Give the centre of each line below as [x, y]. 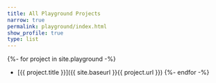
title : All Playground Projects [54, 13]
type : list [23, 39]
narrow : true [26, 20]
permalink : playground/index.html [57, 26]
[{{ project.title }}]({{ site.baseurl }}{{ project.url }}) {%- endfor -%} [113, 73]
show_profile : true [35, 33]
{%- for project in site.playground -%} [62, 59]
